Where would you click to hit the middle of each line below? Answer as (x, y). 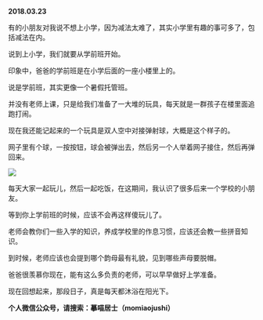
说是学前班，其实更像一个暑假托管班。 (70, 87)
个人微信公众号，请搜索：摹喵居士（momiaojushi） (91, 308)
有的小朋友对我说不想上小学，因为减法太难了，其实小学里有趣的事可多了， (128, 27)
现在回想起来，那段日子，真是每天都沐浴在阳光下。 (90, 291)
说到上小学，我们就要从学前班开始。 (67, 54)
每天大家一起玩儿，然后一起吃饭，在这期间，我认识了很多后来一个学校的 (124, 188)
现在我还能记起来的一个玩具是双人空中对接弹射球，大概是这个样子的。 (121, 130)
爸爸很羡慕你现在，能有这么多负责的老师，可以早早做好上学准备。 (114, 275)
